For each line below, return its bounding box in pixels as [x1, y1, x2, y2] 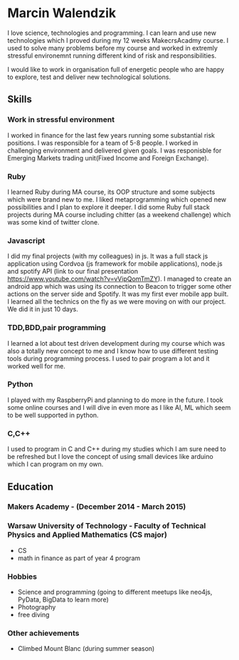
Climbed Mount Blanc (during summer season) [17, 644, 155, 653]
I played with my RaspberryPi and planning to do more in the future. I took [7, 396, 224, 404]
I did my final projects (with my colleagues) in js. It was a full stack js [7, 252, 208, 261]
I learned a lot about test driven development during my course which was [7, 339, 225, 347]
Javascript [7, 235, 46, 245]
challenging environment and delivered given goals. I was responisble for [7, 146, 222, 155]
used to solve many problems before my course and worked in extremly [7, 43, 218, 52]
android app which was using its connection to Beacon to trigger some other [7, 282, 232, 291]
